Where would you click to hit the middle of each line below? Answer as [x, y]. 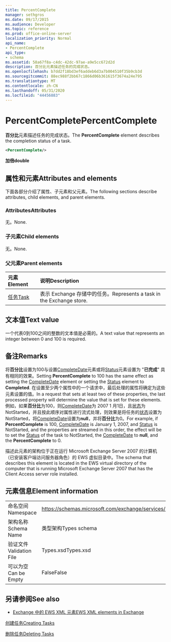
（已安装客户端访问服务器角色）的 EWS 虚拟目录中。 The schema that [78, 457]
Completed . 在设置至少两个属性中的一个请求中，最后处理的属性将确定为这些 [85, 387]
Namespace [22, 513]
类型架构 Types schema [69, 528]
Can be [17, 573]
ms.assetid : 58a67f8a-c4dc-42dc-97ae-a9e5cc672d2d [60, 62]
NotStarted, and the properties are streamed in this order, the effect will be [83, 430]
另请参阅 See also [33, 599]
